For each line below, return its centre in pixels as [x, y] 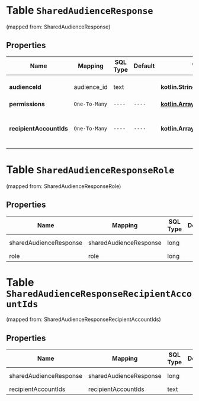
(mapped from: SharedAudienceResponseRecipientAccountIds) [84, 319]
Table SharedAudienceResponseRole [90, 169]
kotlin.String [179, 87]
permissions [27, 104]
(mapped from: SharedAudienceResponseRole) [64, 186]
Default [144, 66]
